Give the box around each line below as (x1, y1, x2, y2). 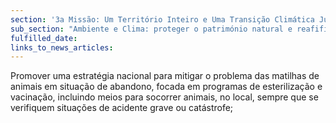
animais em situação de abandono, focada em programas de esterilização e (10, 81, 323, 93)
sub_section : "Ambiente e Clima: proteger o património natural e (10, 24, 293, 34)
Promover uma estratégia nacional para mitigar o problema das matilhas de (10, 70, 320, 82)
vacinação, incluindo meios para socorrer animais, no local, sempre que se (10, 91, 319, 103)
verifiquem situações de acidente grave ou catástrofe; (10, 102, 234, 114)
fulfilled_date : (10, 33, 78, 43)
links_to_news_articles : (10, 42, 114, 53)
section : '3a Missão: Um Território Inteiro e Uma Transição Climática (10, 14, 315, 25)
